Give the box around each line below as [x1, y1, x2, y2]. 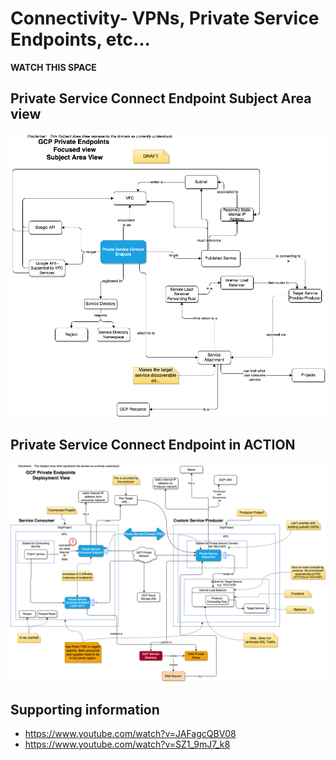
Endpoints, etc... [10, 28, 151, 51]
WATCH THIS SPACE [10, 61, 97, 73]
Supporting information [10, 701, 160, 718]
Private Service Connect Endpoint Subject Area [10, 90, 312, 107]
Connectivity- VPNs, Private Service [10, 7, 320, 30]
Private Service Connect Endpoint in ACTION [10, 437, 296, 454]
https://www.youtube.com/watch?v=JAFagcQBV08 [24, 727, 237, 739]
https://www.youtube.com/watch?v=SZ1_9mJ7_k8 [24, 738, 231, 750]
